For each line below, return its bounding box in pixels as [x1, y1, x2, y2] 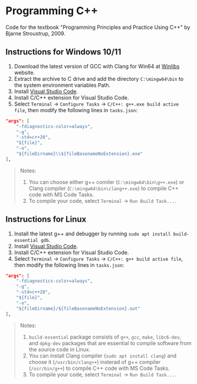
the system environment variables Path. [14, 81, 111, 88]
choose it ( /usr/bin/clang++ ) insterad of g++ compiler [28, 358, 161, 365]
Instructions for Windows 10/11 [5, 47, 122, 57]
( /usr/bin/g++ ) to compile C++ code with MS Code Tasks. [28, 365, 170, 372]
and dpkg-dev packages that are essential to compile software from [28, 339, 192, 346]
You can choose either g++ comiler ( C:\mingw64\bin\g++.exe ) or [28, 178, 185, 185]
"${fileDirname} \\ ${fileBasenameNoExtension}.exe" [16, 151, 143, 157]
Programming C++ [5, 4, 98, 18]
